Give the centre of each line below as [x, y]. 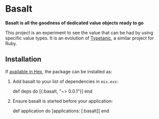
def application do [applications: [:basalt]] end [61, 111]
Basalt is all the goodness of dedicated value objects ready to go [74, 23]
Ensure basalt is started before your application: [63, 101]
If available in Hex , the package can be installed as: [59, 71]
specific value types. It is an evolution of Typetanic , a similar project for [80, 38]
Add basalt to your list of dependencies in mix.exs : [65, 81]
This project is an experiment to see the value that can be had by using [79, 32]
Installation [23, 59]
